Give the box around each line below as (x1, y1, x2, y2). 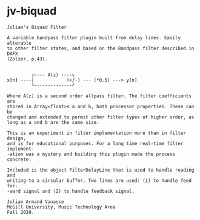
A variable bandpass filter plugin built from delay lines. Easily (7, 34, 181, 40)
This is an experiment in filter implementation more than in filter (7, 130, 187, 136)
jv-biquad (7, 4, 57, 18)
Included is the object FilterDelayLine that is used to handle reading (7, 167, 195, 173)
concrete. (7, 156, 32, 163)
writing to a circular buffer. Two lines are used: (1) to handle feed (7, 177, 192, 184)
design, (7, 135, 27, 141)
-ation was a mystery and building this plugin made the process (7, 151, 175, 157)
